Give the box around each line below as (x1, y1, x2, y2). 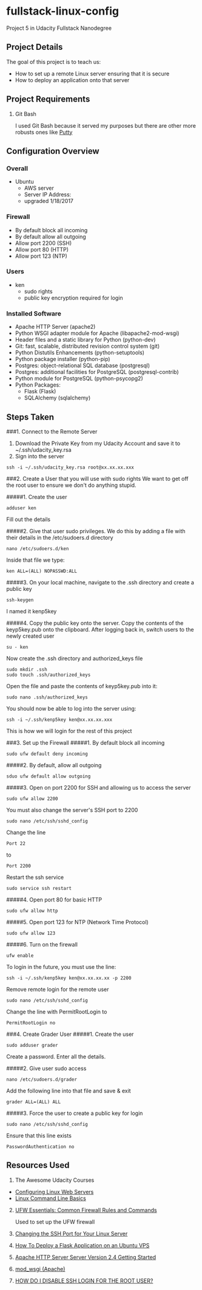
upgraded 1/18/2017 (24, 198, 74, 205)
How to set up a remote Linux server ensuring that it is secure (15, 70, 170, 77)
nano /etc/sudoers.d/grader (6, 1076, 78, 1083)
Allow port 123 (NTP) (15, 252, 68, 260)
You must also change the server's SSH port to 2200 (6, 806, 138, 813)
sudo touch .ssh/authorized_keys (6, 672, 91, 678)
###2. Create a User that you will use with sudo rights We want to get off (6, 475, 189, 482)
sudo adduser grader (6, 1042, 59, 1048)
